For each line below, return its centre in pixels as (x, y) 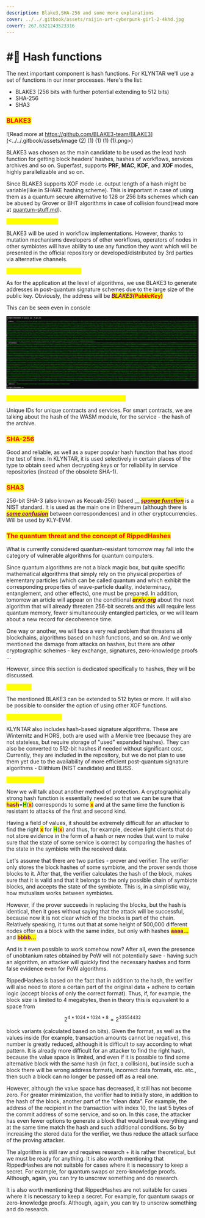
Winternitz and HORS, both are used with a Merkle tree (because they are (99, 736)
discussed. (20, 676)
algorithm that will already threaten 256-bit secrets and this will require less (101, 607)
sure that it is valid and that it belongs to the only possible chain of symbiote (102, 880)
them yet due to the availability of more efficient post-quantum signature (98, 762)
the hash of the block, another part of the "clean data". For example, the (97, 1101)
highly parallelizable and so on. (45, 171)
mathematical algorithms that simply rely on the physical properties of (94, 574)
